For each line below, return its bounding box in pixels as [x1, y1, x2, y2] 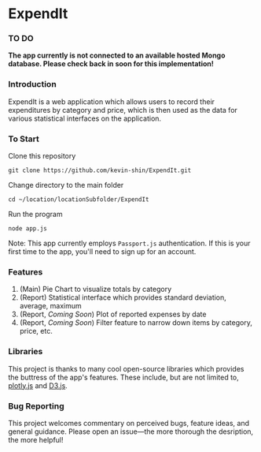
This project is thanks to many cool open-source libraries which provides [8, 364, 244, 373]
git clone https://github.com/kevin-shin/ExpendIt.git [8, 166, 192, 174]
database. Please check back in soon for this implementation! [8, 59, 215, 69]
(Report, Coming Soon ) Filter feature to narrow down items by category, [19, 318, 253, 327]
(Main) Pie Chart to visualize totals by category [19, 285, 172, 294]
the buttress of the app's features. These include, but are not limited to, [8, 372, 240, 382]
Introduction [8, 79, 57, 90]
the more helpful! [8, 435, 64, 444]
